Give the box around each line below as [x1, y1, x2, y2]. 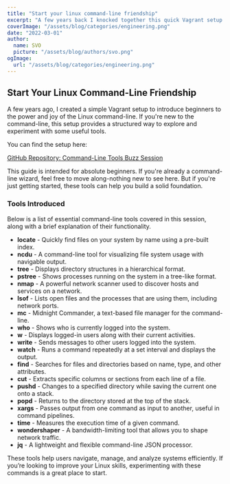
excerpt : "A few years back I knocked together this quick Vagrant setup [7, 17, 223, 23]
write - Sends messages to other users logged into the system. [16, 338, 196, 346]
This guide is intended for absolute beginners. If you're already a [7, 167, 190, 176]
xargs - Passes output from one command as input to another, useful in [16, 404, 220, 412]
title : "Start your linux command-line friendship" [7, 10, 158, 17]
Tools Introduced [7, 199, 65, 209]
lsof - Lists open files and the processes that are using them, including [16, 294, 218, 302]
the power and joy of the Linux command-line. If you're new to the [7, 112, 194, 121]
